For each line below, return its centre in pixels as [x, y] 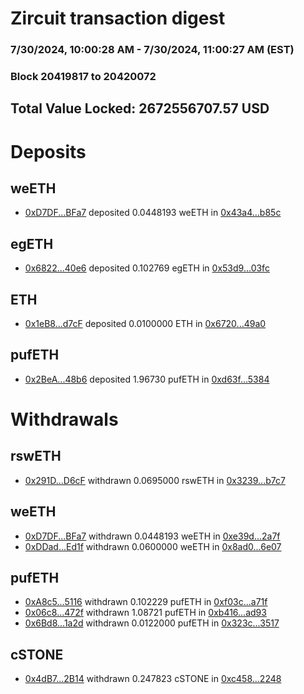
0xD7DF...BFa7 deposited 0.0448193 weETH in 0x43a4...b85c [153, 213]
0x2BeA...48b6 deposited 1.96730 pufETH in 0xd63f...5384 [147, 379]
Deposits [48, 151]
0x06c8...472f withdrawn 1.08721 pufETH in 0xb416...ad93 [145, 613]
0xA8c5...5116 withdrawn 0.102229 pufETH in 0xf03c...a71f [146, 602]
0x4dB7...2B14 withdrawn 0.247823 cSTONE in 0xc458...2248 [153, 679]
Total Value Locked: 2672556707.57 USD [140, 108]
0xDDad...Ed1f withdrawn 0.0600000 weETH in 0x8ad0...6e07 [153, 546]
